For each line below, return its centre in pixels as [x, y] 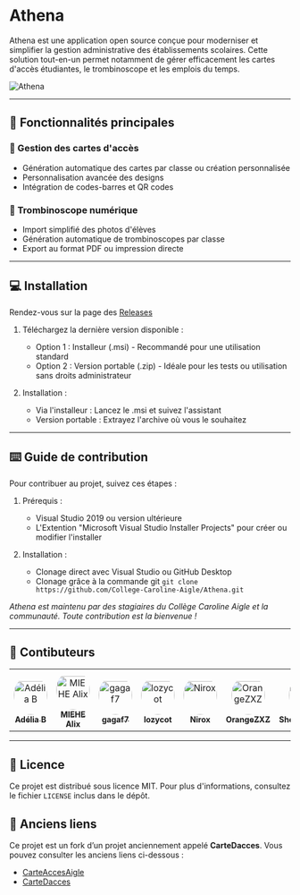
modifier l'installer [69, 537]
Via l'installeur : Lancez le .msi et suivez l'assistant [128, 410]
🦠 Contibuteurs [52, 652]
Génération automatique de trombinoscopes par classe [123, 239]
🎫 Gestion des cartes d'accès [74, 149]
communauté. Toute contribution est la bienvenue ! [103, 616]
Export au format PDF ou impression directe [103, 248]
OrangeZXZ [248, 719]
